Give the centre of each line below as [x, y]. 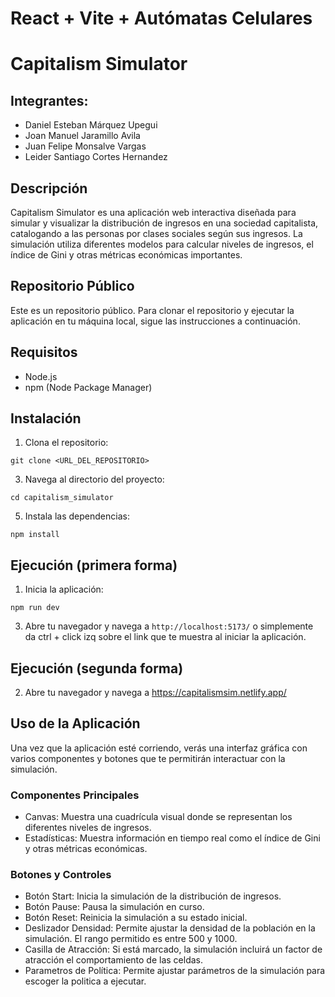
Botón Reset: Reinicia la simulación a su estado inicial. [136, 918]
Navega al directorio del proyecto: [94, 479]
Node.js [41, 376]
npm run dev [35, 608]
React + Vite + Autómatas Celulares [161, 18]
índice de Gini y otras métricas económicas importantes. [126, 255]
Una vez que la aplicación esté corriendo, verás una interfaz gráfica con [159, 748]
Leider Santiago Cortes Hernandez [96, 157]
